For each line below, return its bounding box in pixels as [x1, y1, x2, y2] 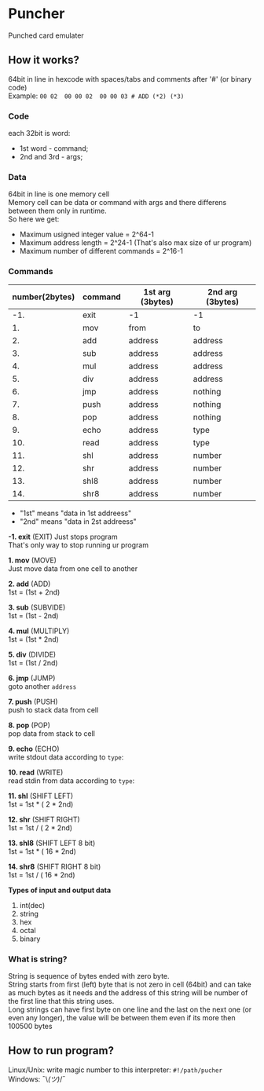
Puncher [8, 5, 65, 23]
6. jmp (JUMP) [8, 673, 56, 683]
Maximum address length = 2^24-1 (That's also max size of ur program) [19, 238, 252, 247]
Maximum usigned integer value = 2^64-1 [19, 229, 155, 240]
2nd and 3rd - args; [19, 152, 83, 162]
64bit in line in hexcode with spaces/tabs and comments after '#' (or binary [8, 74, 252, 83]
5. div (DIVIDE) [8, 650, 57, 659]
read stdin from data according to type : [8, 775, 135, 785]
